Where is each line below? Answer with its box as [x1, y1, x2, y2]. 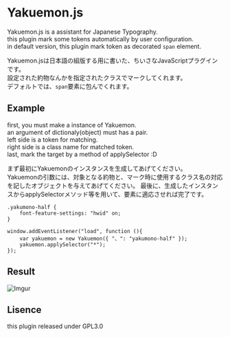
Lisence [7, 304, 42, 316]
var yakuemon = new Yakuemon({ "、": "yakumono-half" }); [19, 235, 187, 242]
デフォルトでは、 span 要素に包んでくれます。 [7, 82, 133, 90]
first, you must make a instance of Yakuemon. [7, 120, 137, 129]
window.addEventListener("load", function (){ [7, 228, 143, 235]
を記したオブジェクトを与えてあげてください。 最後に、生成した [7, 181, 189, 190]
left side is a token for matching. [7, 135, 98, 144]
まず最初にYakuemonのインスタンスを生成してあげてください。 [7, 164, 187, 173]
